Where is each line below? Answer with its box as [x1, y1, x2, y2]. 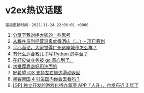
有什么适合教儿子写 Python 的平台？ [12, 51, 88, 57]
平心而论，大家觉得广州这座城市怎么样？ [12, 44, 97, 50]
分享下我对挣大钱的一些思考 [12, 32, 71, 38]
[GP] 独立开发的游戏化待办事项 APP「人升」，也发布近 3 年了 [12, 82, 139, 88]
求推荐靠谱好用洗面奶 [12, 63, 57, 69]
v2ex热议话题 [5, 5, 62, 16]
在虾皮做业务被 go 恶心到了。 [12, 57, 75, 63]
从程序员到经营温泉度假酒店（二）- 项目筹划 [12, 38, 105, 44]
